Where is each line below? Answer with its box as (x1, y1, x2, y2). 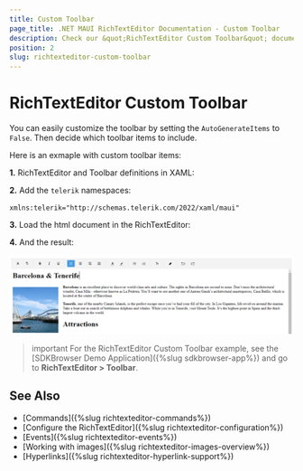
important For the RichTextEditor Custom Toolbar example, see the (31, 343, 280, 353)
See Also (9, 389, 60, 404)
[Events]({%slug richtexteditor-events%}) (22, 431, 178, 442)
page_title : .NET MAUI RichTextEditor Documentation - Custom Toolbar (9, 24, 280, 33)
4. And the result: (9, 237, 75, 248)
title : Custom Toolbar (9, 14, 95, 24)
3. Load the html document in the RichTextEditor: (9, 220, 191, 231)
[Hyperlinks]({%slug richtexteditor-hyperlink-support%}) (22, 450, 234, 461)
